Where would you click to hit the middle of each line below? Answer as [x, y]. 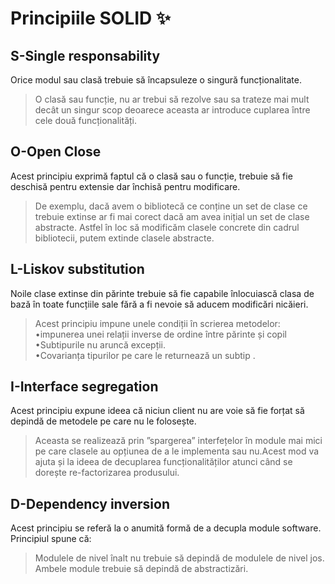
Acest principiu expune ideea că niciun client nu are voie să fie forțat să [157, 411]
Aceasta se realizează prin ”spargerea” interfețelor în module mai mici [178, 441]
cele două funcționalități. [86, 120]
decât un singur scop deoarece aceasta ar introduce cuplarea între [172, 110]
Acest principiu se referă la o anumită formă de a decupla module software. [166, 528]
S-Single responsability [85, 55]
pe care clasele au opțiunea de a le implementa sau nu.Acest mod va [177, 451]
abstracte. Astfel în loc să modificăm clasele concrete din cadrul [167, 227]
